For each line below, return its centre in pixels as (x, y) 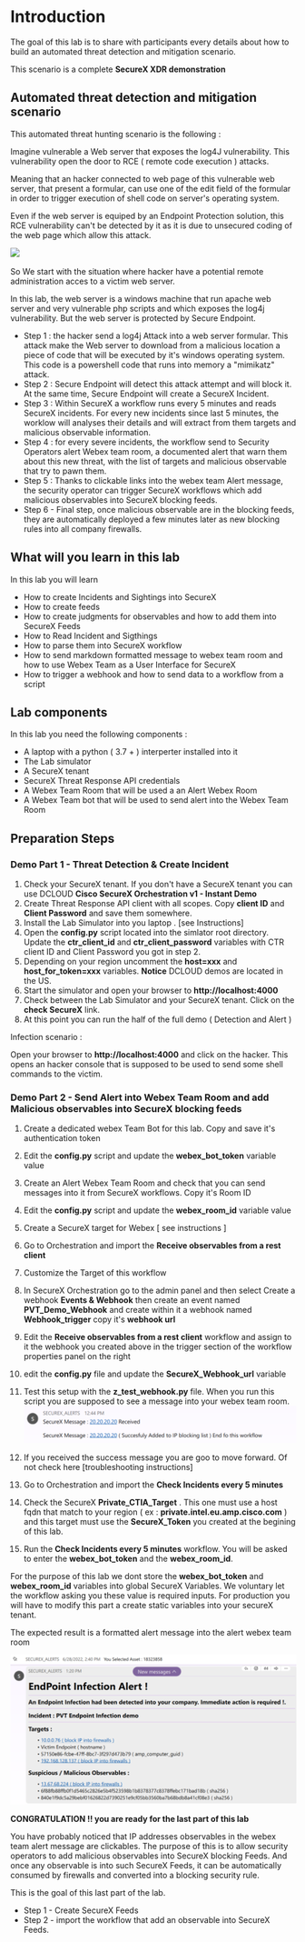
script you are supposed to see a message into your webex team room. (156, 1401)
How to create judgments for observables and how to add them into (150, 616)
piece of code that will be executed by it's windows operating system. (154, 355)
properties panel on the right (77, 1356)
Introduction (58, 17)
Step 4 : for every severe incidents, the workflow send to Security (147, 442)
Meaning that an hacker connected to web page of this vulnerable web (143, 178)
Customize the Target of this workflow (95, 1273)
